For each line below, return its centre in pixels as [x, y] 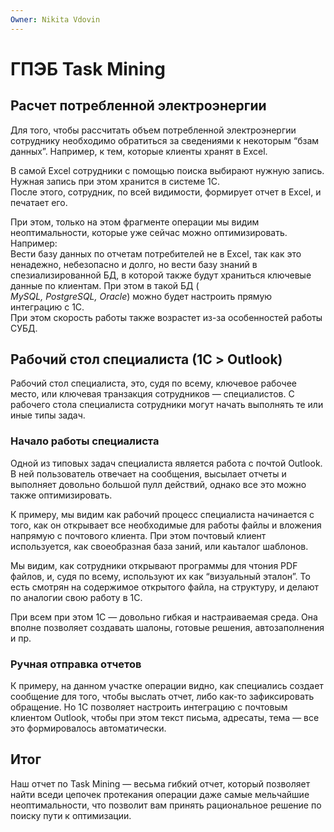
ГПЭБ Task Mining [88, 68]
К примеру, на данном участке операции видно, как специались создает [167, 686]
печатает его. [39, 202]
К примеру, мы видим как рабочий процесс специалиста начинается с [162, 514]
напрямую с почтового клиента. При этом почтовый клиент [138, 535]
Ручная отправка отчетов [76, 664]
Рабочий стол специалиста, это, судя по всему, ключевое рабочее [154, 383]
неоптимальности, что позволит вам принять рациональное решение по [166, 805]
